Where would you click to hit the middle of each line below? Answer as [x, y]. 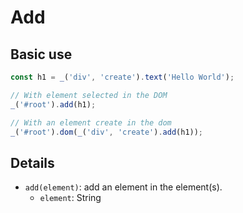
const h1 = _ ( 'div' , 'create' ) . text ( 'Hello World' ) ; [122, 77]
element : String [70, 198]
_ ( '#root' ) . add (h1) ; [53, 104]
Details [32, 162]
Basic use [41, 54]
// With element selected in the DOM [89, 95]
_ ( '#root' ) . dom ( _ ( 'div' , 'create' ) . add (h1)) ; [107, 132]
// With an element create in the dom [91, 122]
